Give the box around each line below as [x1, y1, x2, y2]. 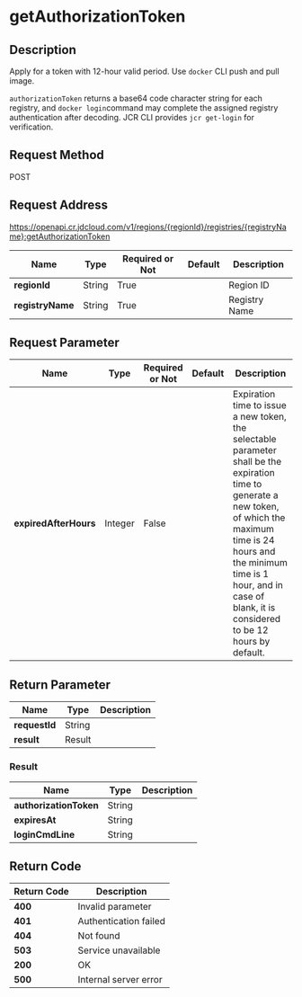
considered [232, 613, 281, 626]
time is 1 [232, 568, 270, 581]
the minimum [232, 556, 288, 569]
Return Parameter [9, 677, 111, 692]
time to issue [232, 399, 288, 412]
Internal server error [77, 974, 164, 986]
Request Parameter [9, 335, 120, 351]
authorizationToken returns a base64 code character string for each [9, 93, 263, 103]
